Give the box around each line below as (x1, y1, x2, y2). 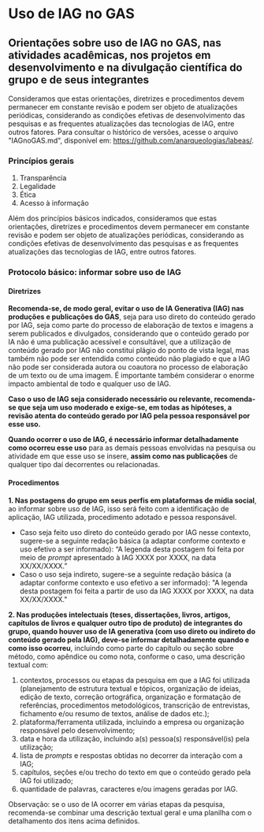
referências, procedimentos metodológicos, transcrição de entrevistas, (19, 700, 251, 710)
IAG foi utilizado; (19, 775, 73, 785)
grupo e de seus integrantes (8, 72, 150, 87)
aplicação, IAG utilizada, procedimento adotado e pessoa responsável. (8, 512, 237, 522)
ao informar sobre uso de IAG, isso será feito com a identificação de (8, 503, 229, 513)
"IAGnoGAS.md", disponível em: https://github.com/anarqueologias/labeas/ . (8, 136, 255, 145)
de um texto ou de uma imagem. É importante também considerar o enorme (8, 371, 255, 381)
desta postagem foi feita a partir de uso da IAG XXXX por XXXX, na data (19, 586, 255, 596)
